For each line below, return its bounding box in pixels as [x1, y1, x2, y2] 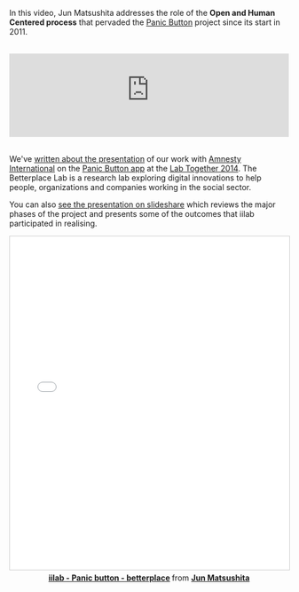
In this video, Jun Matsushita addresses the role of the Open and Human [9, 8, 276, 18]
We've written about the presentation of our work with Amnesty [9, 154, 242, 164]
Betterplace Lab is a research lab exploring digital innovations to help [9, 172, 262, 183]
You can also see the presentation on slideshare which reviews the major [9, 199, 277, 210]
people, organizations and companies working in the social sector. [9, 182, 252, 192]
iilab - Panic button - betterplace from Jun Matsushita [48, 572, 250, 583]
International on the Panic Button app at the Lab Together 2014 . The [9, 164, 257, 173]
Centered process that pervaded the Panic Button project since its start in [9, 17, 281, 28]
